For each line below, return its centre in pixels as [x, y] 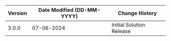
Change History [137, 13]
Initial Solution [129, 25]
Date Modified [56, 10]
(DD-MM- [88, 10]
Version [18, 13]
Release [121, 31]
